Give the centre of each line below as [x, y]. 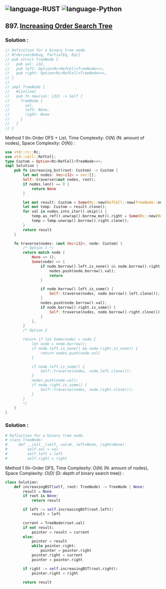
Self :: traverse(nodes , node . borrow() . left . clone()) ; [105, 294]
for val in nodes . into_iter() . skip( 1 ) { [65, 211]
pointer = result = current [61, 532]
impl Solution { [22, 166]
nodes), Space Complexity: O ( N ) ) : [40, 143]
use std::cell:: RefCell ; [31, 157]
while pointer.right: [54, 546]
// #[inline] [21, 91]
